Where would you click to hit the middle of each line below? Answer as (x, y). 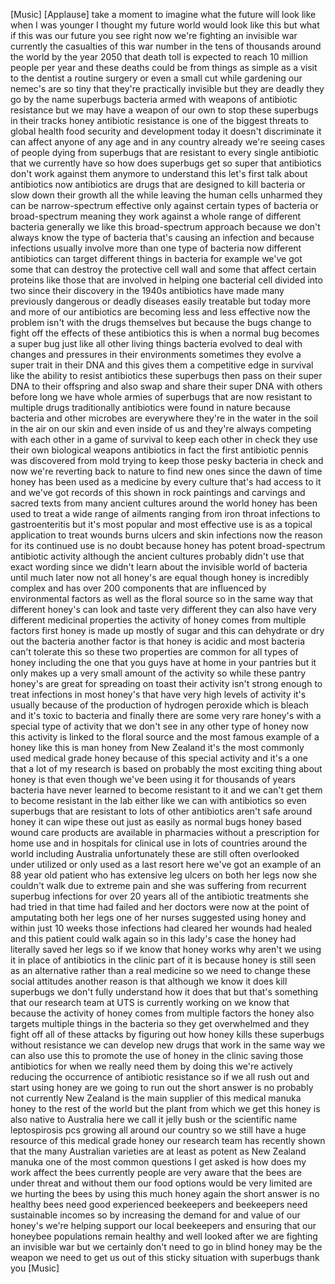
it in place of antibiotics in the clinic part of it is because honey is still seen (163, 960)
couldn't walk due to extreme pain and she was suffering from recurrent (158, 885)
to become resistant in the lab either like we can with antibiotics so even (158, 800)
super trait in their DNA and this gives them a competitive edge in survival (162, 365)
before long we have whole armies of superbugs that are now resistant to (161, 397)
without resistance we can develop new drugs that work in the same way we (168, 1045)
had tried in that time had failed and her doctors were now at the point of (160, 907)
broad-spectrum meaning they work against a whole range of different (156, 216)
